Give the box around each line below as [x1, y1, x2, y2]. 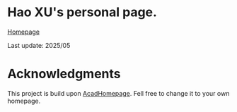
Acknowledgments [7, 66, 122, 82]
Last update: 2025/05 [7, 41, 71, 49]
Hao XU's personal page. [7, 4, 158, 20]
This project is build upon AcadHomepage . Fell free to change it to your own [7, 89, 230, 97]
